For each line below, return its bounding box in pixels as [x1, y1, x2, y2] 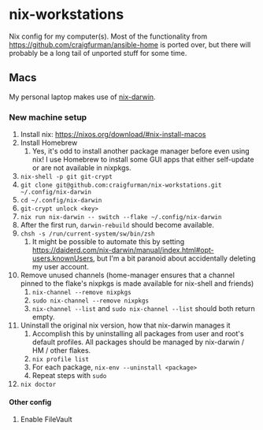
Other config [9, 397, 52, 406]
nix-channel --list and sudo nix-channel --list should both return [31, 304, 255, 313]
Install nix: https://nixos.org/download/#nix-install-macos [20, 130, 206, 139]
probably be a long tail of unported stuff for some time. [9, 48, 187, 57]
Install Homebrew [20, 138, 78, 147]
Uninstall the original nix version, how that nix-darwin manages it [20, 321, 231, 330]
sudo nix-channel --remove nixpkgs [31, 297, 149, 305]
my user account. [31, 262, 89, 272]
